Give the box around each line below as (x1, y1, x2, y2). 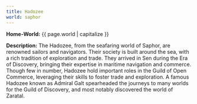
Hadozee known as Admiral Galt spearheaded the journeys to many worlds (6, 79, 189, 86)
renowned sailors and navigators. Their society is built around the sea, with (6, 48, 189, 55)
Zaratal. (6, 92, 25, 99)
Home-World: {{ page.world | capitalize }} (6, 30, 109, 37)
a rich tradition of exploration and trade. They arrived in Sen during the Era (6, 54, 188, 61)
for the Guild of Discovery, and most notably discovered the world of (6, 86, 173, 93)
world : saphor (6, 14, 41, 20)
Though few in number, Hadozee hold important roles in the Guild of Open (6, 67, 187, 74)
